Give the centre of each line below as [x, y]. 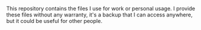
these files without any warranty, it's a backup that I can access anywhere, [100, 15]
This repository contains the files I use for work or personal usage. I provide [101, 9]
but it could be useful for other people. [54, 21]
